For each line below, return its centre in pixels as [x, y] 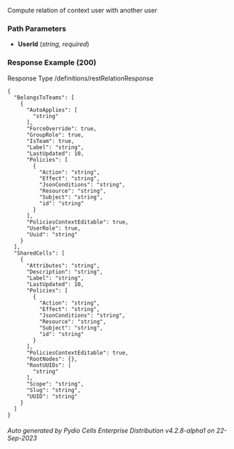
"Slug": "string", [53, 390]
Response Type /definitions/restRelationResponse [81, 78]
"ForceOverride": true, [62, 128]
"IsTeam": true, [50, 141]
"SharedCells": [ [39, 253]
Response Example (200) [52, 63]
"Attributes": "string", [63, 265]
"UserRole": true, [53, 228]
